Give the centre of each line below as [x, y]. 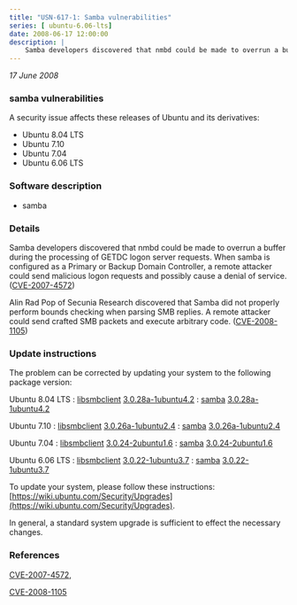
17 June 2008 [34, 75]
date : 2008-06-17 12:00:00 [59, 34]
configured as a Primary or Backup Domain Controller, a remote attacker [141, 267]
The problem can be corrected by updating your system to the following [140, 373]
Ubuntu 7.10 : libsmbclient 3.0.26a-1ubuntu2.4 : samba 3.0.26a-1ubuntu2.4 [145, 426]
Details [25, 229]
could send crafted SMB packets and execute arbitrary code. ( [122, 322]
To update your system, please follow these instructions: [112, 487]
